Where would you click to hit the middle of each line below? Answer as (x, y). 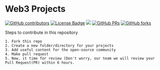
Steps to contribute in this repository (42, 32)
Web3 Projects (35, 9)
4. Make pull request (27, 54)
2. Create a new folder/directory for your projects (59, 45)
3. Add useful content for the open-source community (61, 50)
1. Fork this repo (24, 41)
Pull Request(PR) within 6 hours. (40, 62)
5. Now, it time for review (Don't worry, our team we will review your (80, 58)
